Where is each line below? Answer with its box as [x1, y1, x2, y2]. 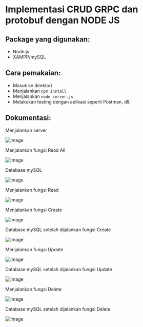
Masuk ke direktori [12, 82, 52, 88]
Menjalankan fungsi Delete [5, 286, 62, 292]
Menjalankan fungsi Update [5, 246, 64, 252]
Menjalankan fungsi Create [5, 207, 63, 213]
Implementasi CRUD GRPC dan [5, 4, 138, 15]
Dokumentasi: [5, 114, 51, 122]
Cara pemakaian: [5, 69, 61, 77]
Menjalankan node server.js [12, 93, 73, 99]
